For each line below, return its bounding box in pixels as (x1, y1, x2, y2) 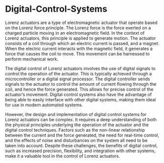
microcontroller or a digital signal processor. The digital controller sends (5, 76, 150, 82)
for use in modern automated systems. (5, 102, 83, 108)
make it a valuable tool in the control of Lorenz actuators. (5, 153, 120, 159)
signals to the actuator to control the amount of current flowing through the (5, 81, 157, 87)
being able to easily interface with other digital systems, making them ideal (5, 96, 156, 102)
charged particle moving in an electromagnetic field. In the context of (5, 30, 145, 36)
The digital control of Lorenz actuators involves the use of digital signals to (5, 65, 156, 71)
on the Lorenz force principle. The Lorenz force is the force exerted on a (5, 24, 151, 30)
